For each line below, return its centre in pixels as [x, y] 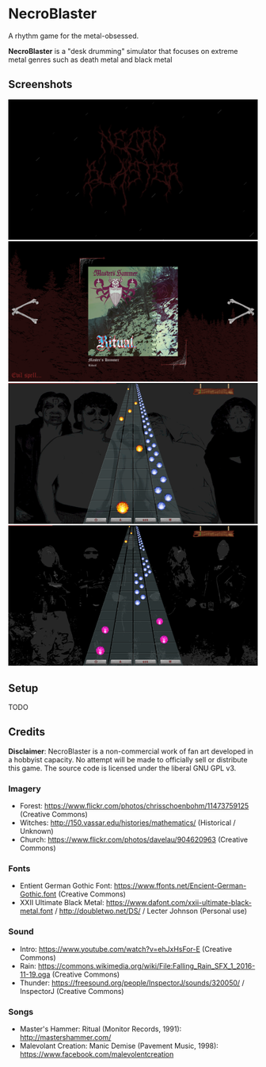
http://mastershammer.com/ [65, 1037]
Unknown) [36, 831]
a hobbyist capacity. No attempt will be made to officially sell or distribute [128, 759]
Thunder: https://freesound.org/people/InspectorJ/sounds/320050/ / [132, 983]
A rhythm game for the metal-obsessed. [74, 36]
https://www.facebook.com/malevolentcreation [97, 1054]
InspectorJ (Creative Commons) [72, 991]
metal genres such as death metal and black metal [90, 59]
